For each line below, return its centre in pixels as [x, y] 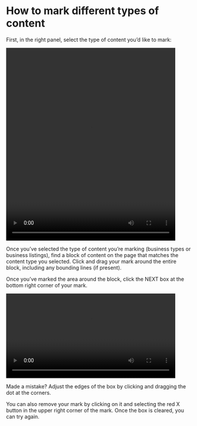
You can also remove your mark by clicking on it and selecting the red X [93, 404]
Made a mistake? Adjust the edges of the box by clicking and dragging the [96, 386]
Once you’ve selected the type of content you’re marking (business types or [98, 249]
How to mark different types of [83, 11]
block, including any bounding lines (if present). [64, 267]
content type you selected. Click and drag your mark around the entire [91, 261]
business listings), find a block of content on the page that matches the [92, 255]
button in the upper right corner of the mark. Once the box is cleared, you [95, 410]
